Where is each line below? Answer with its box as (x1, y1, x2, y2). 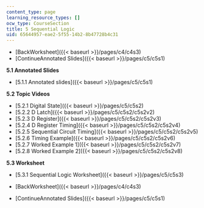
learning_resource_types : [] (6, 15, 80, 21)
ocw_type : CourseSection (6, 20, 69, 26)
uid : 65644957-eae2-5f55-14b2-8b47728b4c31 (6, 32, 119, 38)
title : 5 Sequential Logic (6, 26, 75, 32)
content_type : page (6, 9, 56, 15)
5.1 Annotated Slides (6, 66, 60, 74)
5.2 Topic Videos (6, 90, 51, 98)
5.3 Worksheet (6, 159, 44, 167)
